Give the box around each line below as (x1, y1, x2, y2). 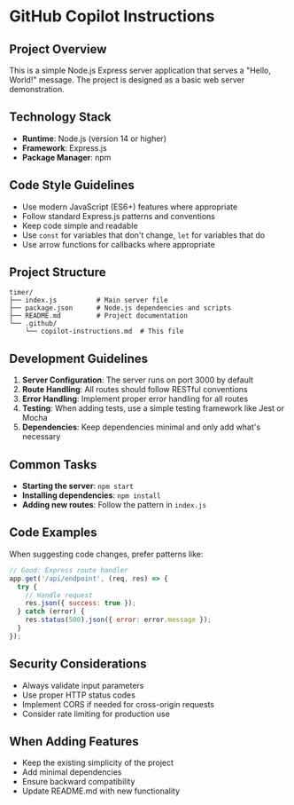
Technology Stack (9, 109, 112, 125)
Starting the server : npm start (21, 481, 135, 492)
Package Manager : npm (21, 152, 112, 162)
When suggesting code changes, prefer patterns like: (9, 549, 204, 559)
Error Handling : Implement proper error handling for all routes (21, 393, 249, 405)
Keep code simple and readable (21, 220, 139, 231)
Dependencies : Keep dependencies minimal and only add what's (21, 422, 261, 432)
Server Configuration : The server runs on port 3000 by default (21, 375, 254, 385)
